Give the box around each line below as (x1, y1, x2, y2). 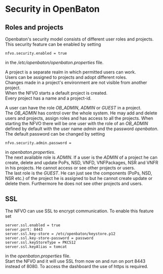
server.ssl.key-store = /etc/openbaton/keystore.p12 (5, 231, 116, 236)
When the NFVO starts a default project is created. (5, 90, 108, 96)
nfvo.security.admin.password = (5, 140, 71, 145)
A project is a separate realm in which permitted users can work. (5, 69, 136, 75)
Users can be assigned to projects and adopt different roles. (5, 74, 127, 80)
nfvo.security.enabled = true (5, 51, 67, 56)
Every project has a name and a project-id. (5, 95, 92, 101)
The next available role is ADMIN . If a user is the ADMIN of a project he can (5, 154, 158, 160)
